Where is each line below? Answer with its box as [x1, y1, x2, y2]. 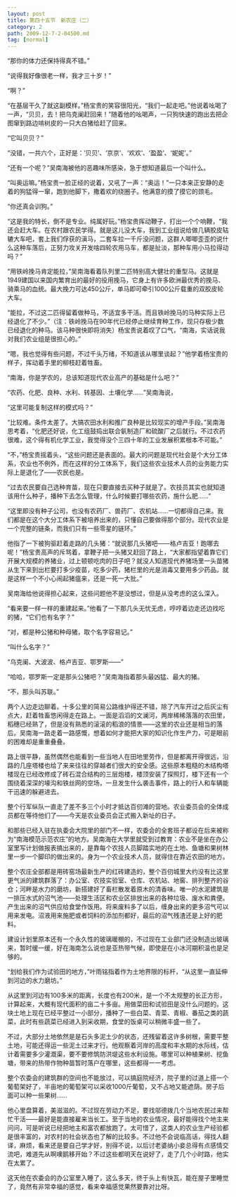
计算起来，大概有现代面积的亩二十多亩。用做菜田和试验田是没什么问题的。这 [7, 1000, 229, 1008]
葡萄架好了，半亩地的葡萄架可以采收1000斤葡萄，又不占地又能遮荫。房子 [7, 1083, 219, 1091]
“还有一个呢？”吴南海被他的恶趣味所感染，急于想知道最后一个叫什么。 [7, 164, 210, 172]
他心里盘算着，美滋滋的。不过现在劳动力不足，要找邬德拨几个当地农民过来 [7, 1106, 223, 1115]
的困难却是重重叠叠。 [7, 738, 69, 746]
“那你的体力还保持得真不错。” [7, 57, 90, 65]
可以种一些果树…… [13, 1091, 68, 1099]
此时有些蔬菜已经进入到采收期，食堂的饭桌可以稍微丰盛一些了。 [19, 1017, 204, 1026]
